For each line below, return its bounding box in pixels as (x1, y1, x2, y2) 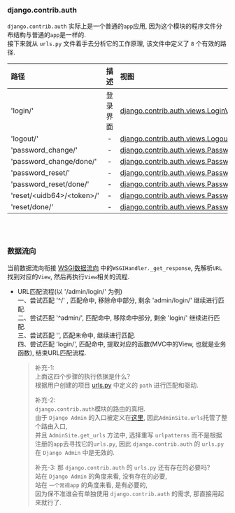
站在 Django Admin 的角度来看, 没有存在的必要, (34, 472, 168, 480)
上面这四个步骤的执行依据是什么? (34, 372, 131, 380)
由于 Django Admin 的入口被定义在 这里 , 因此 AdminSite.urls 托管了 (34, 413, 222, 421)
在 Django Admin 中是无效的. (34, 448, 115, 456)
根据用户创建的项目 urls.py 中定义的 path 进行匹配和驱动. (34, 381, 199, 389)
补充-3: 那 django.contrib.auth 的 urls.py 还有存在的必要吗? (34, 463, 211, 471)
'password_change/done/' (10, 157, 97, 167)
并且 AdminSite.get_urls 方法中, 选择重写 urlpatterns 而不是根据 (34, 430, 222, 439)
